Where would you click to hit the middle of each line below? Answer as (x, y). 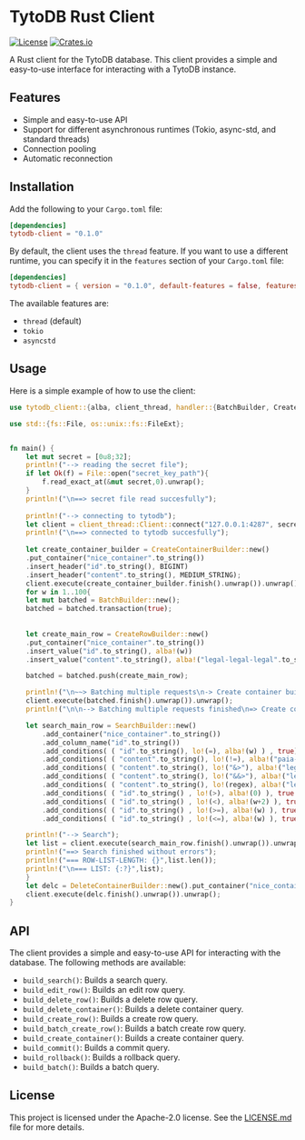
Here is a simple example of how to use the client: (103, 390)
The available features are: (59, 304)
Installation (42, 187)
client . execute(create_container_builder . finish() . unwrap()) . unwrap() (162, 584)
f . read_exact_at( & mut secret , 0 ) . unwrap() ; (123, 482)
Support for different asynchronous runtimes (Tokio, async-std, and (149, 129)
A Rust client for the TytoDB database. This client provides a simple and (143, 59)
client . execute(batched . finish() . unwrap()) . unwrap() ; (129, 701)
